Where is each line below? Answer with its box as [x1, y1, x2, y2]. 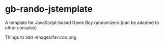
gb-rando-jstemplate [5, 3, 93, 15]
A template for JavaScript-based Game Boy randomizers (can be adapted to [5, 20, 159, 25]
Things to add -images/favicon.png [5, 34, 77, 40]
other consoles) [5, 24, 37, 30]
